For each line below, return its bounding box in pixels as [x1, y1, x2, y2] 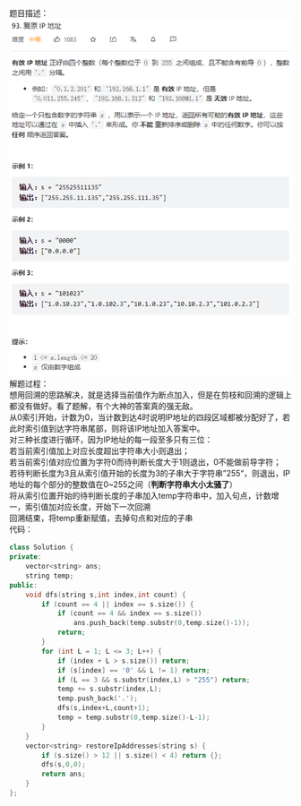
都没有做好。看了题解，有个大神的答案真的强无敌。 [9, 401, 198, 412]
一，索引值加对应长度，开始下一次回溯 [9, 502, 150, 512]
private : [9, 553, 42, 562]
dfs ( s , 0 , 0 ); [41, 760, 87, 769]
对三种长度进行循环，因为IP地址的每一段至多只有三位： [9, 434, 213, 445]
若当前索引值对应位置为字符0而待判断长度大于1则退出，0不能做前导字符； [9, 457, 282, 467]
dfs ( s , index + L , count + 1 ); [56, 704, 150, 713]
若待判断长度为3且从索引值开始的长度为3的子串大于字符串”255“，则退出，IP [9, 468, 291, 479]
